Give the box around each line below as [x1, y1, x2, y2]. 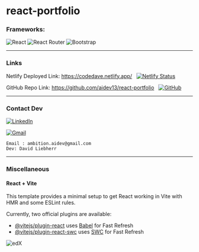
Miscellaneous [6, 165, 49, 173]
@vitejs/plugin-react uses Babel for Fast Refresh [14, 222, 134, 229]
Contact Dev [6, 104, 43, 112]
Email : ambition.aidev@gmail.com [6, 141, 92, 147]
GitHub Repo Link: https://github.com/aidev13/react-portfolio [6, 84, 155, 91]
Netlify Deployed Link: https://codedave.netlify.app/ [6, 72, 132, 79]
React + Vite [6, 179, 37, 187]
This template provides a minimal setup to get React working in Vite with [6, 193, 182, 200]
